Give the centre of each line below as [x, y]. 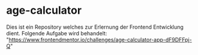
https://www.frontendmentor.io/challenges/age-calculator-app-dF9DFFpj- [100, 39]
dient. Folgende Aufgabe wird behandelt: [57, 33]
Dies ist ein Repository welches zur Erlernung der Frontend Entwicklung [95, 27]
